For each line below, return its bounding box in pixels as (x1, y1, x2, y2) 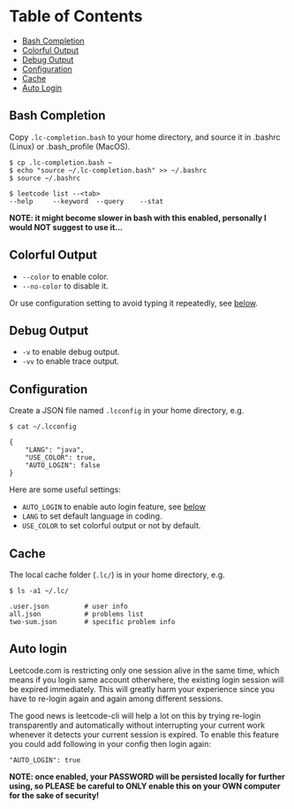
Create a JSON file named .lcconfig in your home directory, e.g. (9, 405, 245, 416)
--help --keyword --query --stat (9, 196, 164, 205)
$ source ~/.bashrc (9, 173, 81, 182)
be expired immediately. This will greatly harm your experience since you (9, 683, 275, 694)
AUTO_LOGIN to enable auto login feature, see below (21, 502, 206, 512)
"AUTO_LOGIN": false (25, 461, 101, 470)
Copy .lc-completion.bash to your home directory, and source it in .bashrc (9, 131, 281, 143)
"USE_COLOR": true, (25, 453, 97, 462)
